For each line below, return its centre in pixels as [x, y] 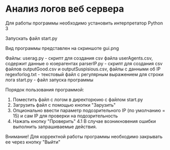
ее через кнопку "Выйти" [33, 142]
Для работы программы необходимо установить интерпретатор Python [84, 23]
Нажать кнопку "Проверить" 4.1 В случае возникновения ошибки [84, 121]
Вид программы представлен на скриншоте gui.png [62, 48]
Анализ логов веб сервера [65, 9]
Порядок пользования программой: [45, 89]
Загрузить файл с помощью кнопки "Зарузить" [64, 105]
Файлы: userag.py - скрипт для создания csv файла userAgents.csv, [79, 58]
